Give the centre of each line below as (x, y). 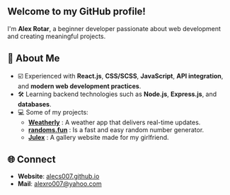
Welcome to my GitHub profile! (77, 12)
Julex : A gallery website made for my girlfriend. (98, 137)
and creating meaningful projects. (57, 36)
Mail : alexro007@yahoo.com (59, 184)
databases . (34, 104)
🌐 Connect (31, 159)
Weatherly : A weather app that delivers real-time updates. (114, 122)
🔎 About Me (34, 58)
